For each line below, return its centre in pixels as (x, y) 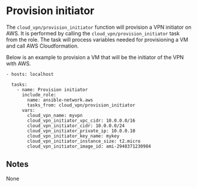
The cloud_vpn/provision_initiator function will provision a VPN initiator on (99, 27)
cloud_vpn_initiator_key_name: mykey (73, 136)
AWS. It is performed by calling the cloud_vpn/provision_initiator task (93, 33)
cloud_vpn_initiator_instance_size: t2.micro (84, 141)
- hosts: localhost (30, 74)
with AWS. (19, 64)
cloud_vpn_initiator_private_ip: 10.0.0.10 (81, 131)
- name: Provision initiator (52, 89)
